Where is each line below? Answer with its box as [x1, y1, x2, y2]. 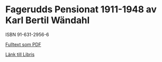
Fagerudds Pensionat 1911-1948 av [5, 4, 157, 15]
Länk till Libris [5, 51, 35, 57]
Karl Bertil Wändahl [5, 14, 90, 26]
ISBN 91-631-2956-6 [5, 31, 49, 37]
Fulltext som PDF [5, 41, 42, 47]
